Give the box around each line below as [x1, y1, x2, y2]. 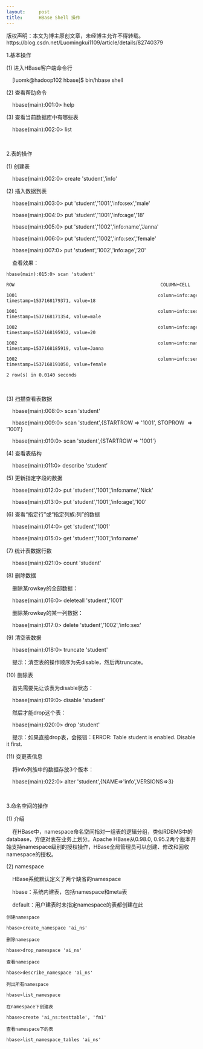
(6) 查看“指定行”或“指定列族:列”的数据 [6, 511, 100, 518]
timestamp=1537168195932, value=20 [6, 329, 96, 335]
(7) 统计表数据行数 [6, 547, 53, 554]
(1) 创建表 [6, 163, 30, 170]
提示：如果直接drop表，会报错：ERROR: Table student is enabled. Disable [11, 733, 196, 740]
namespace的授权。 [6, 850, 57, 858]
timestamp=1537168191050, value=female [6, 361, 107, 367]
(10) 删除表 [6, 671, 33, 679]
